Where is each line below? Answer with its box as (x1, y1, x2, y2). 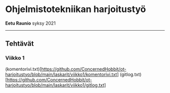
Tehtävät (5, 39, 34, 48)
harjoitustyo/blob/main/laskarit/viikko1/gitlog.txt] (5, 82, 106, 88)
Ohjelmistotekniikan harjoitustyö (5, 4, 146, 15)
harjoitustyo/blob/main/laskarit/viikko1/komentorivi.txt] (5, 71, 119, 77)
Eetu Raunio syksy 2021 (5, 20, 56, 26)
